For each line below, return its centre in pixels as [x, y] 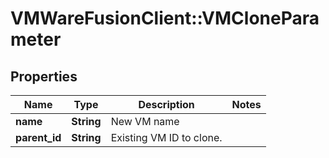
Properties [44, 76]
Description [166, 104]
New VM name [145, 121]
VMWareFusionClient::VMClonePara [165, 18]
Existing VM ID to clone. [166, 137]
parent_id [38, 137]
